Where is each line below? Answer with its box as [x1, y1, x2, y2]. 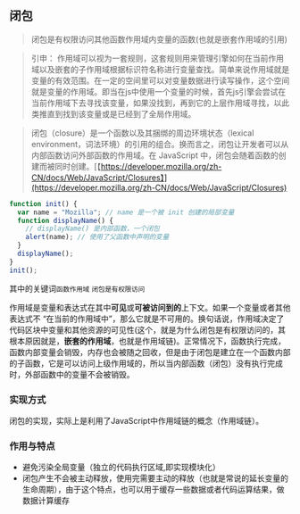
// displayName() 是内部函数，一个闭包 [25, 224, 161, 234]
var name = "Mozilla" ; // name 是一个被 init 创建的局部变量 [17, 208, 235, 217]
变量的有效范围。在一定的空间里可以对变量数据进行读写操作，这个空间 [30, 75, 290, 86]
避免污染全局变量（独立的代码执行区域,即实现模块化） [21, 462, 221, 473]
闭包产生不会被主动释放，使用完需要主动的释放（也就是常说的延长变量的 [21, 473, 288, 484]
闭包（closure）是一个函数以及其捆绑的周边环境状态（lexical [30, 128, 254, 138]
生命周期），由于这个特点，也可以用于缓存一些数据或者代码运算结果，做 [21, 485, 285, 495]
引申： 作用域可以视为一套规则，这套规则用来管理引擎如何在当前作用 [30, 53, 284, 63]
